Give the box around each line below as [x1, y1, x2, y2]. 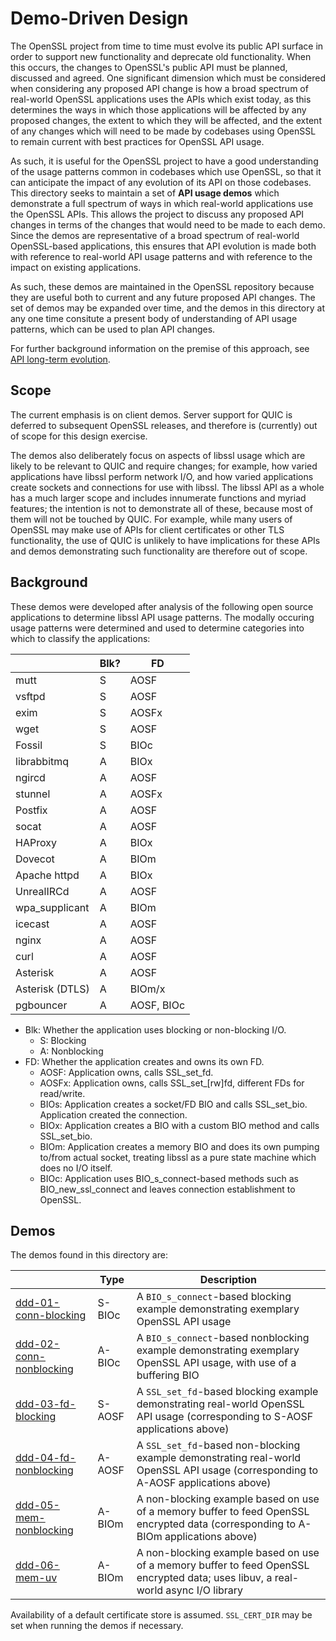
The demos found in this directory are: [10, 1249, 168, 1261]
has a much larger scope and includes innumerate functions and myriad [10, 492, 307, 504]
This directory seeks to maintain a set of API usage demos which [10, 187, 280, 199]
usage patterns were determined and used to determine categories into [10, 622, 305, 634]
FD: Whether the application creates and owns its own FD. [24, 1055, 265, 1067]
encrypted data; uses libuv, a [136, 1571, 273, 1585]
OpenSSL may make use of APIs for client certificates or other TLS [10, 523, 285, 536]
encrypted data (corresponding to [136, 1517, 297, 1531]
